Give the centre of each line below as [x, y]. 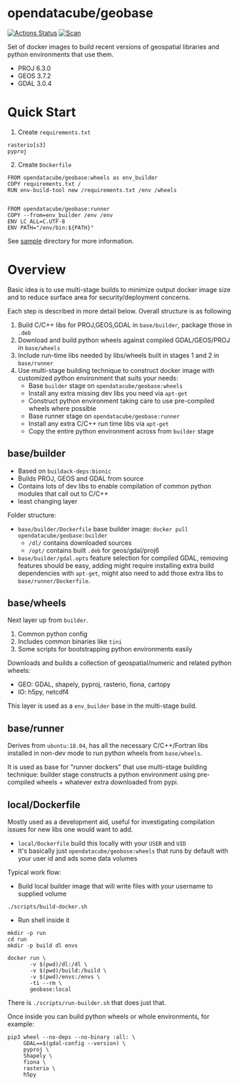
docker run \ [27, 959]
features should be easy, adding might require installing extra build [116, 565]
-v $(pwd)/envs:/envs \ [65, 977]
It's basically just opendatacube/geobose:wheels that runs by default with [123, 851]
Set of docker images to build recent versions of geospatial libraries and [113, 46]
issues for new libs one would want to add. [70, 829]
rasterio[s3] [27, 145]
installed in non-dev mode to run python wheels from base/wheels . [105, 753]
